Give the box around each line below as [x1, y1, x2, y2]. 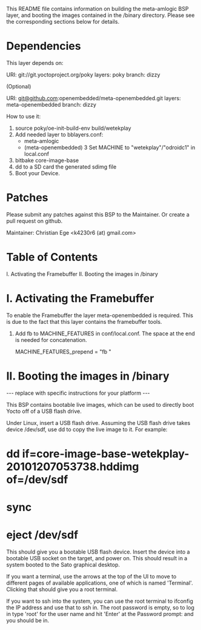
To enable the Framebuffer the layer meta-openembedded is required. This [6, 312, 194, 319]
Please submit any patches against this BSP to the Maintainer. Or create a [6, 210, 189, 218]
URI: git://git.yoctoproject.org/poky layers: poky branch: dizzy [6, 71, 160, 78]
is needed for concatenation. [15, 336, 87, 343]
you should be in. [6, 617, 50, 624]
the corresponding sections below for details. [6, 18, 120, 25]
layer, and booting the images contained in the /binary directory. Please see [6, 12, 195, 19]
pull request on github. [6, 217, 63, 224]
